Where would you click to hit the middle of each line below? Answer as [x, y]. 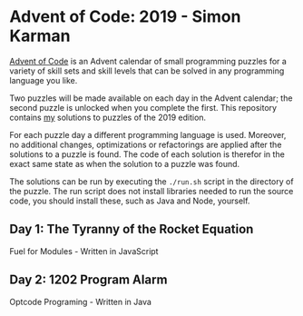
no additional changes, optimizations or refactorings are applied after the [146, 144]
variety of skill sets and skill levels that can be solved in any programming [147, 71]
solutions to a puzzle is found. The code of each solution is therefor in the [147, 154]
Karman [40, 36]
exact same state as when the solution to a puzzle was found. [125, 163]
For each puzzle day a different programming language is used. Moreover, [148, 134]
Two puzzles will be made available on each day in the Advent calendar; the [151, 98]
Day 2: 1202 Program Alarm [88, 280]
